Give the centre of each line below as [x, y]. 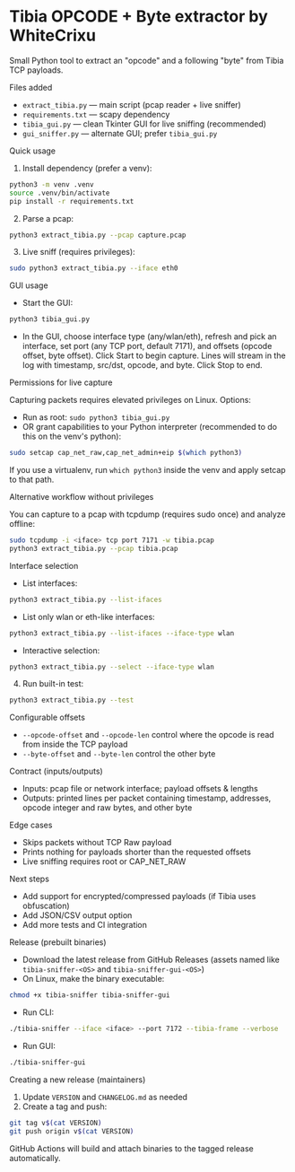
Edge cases [31, 825]
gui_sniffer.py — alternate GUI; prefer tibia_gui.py [120, 133]
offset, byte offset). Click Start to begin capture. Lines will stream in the [154, 355]
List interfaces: [50, 583]
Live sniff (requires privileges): [79, 252]
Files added [31, 87]
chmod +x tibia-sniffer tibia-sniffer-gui [90, 995]
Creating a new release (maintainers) [78, 1080]
